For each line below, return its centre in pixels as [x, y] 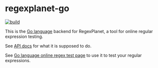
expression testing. [24, 36]
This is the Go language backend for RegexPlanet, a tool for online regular [79, 31]
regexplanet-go [37, 8]
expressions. [18, 60]
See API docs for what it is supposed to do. [48, 46]
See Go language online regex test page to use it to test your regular [73, 55]
